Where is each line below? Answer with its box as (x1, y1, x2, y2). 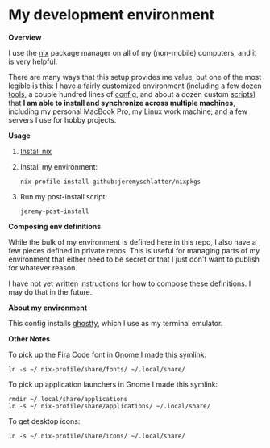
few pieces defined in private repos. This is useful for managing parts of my (8, 245, 260, 255)
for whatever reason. (8, 262, 78, 272)
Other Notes (8, 333, 51, 344)
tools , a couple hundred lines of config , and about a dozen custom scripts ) (8, 89, 256, 98)
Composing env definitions (8, 221, 102, 231)
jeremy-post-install (19, 207, 89, 216)
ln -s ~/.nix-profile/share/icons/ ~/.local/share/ (8, 432, 185, 440)
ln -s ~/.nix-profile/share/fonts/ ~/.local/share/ (8, 365, 185, 373)
